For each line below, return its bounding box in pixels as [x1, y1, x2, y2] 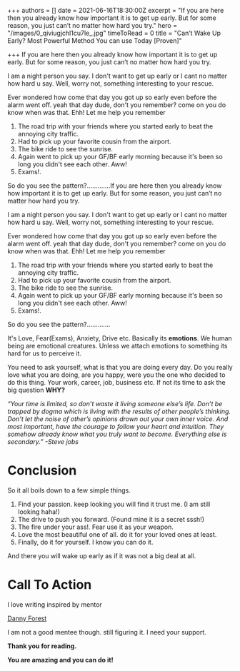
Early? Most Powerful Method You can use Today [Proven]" [7, 36, 182, 45]
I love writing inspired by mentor [7, 600, 102, 609]
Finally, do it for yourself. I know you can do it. [17, 538, 154, 546]
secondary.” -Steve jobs [7, 438, 79, 445]
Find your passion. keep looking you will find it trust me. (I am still [17, 500, 211, 508]
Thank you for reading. [7, 642, 77, 650]
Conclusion [7, 463, 77, 479]
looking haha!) [17, 507, 61, 516]
